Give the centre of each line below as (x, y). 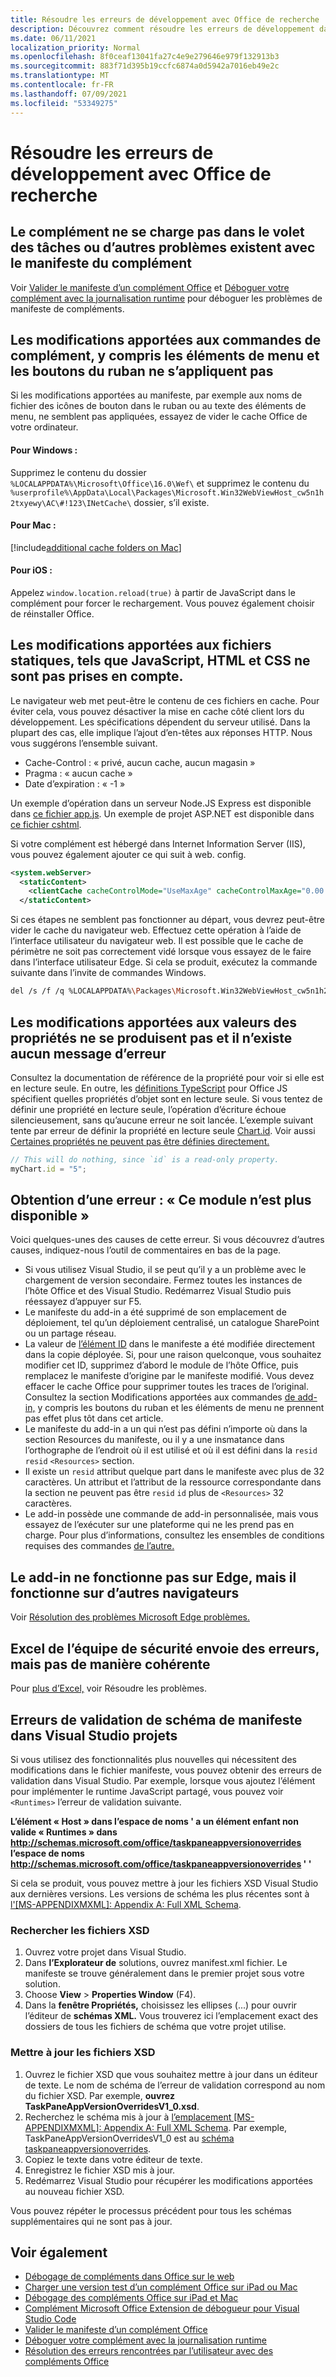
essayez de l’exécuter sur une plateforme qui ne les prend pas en (159, 1525)
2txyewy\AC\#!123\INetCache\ (71, 503)
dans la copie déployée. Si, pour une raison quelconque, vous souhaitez (173, 1355)
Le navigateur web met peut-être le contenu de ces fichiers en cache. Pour (165, 700)
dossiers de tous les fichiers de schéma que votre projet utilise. (155, 2027)
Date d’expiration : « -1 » (75, 783)
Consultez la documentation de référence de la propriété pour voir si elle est (167, 1077)
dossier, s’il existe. (171, 502)
